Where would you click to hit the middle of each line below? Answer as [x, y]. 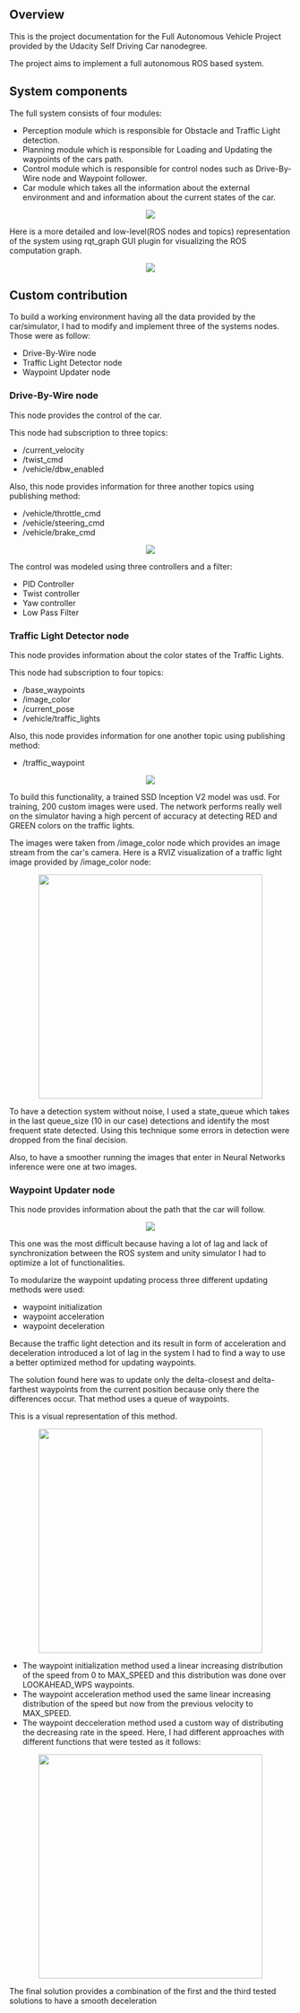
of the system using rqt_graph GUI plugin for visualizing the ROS [128, 240]
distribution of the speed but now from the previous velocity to [137, 1704]
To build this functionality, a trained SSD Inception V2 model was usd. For [145, 797]
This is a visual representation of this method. [93, 1417]
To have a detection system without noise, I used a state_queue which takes [150, 1112]
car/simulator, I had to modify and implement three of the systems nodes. [145, 326]
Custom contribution [69, 295]
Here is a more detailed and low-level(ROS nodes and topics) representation [150, 231]
